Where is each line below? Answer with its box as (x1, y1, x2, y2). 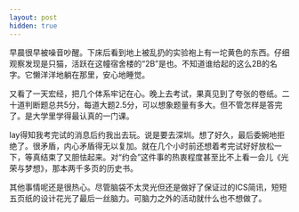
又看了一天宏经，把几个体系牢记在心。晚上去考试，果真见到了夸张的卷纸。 (9, 88, 282, 99)
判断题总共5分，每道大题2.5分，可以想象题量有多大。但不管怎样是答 (24, 99, 275, 110)
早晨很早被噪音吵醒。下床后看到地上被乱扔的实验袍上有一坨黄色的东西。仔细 (9, 46, 290, 58)
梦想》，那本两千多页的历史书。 (24, 162, 138, 174)
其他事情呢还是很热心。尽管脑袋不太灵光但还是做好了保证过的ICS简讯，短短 (9, 182, 287, 192)
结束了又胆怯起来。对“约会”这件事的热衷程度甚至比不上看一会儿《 (39, 151, 282, 162)
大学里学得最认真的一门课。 (32, 110, 134, 121)
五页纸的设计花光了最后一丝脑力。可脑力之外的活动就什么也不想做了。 (9, 192, 267, 203)
